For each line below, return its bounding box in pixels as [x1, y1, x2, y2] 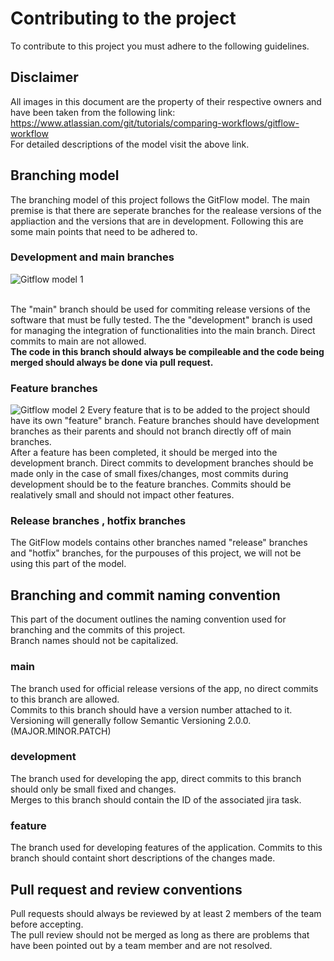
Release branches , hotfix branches [10, 514, 187, 528]
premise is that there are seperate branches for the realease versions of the [10, 204, 322, 216]
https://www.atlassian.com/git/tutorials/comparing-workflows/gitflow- [10, 117, 300, 129]
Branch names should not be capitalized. [10, 635, 179, 647]
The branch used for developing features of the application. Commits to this [10, 842, 323, 854]
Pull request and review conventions [10, 881, 243, 898]
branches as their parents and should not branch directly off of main [10, 425, 292, 437]
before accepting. [10, 918, 84, 930]
